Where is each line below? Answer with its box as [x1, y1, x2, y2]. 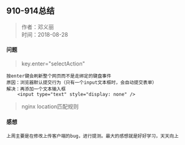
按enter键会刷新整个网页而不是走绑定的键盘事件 [6, 73, 111, 80]
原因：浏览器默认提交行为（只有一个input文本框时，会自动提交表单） [6, 80, 157, 86]
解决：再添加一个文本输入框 [6, 86, 66, 92]
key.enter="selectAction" [21, 60, 85, 67]
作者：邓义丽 [21, 23, 54, 31]
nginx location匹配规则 [21, 103, 79, 110]
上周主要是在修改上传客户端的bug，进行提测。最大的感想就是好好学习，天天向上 [6, 133, 179, 139]
